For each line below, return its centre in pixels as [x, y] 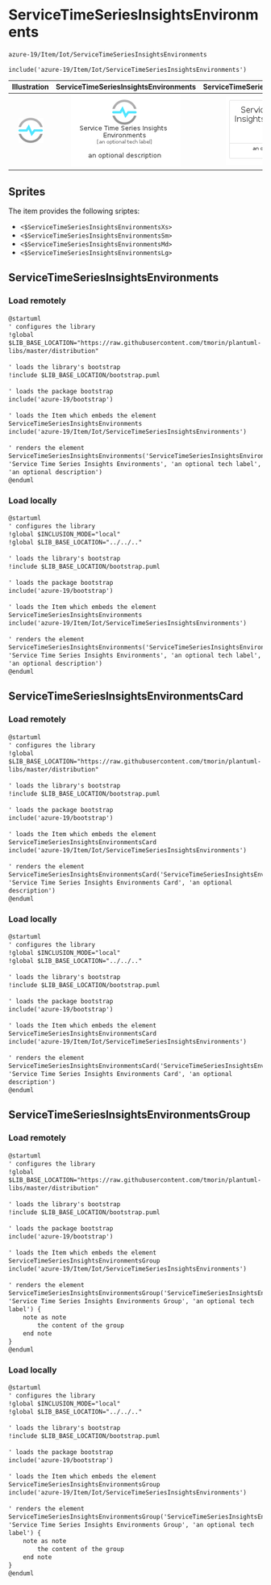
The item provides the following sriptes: [74, 211]
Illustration [31, 87]
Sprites [27, 191]
